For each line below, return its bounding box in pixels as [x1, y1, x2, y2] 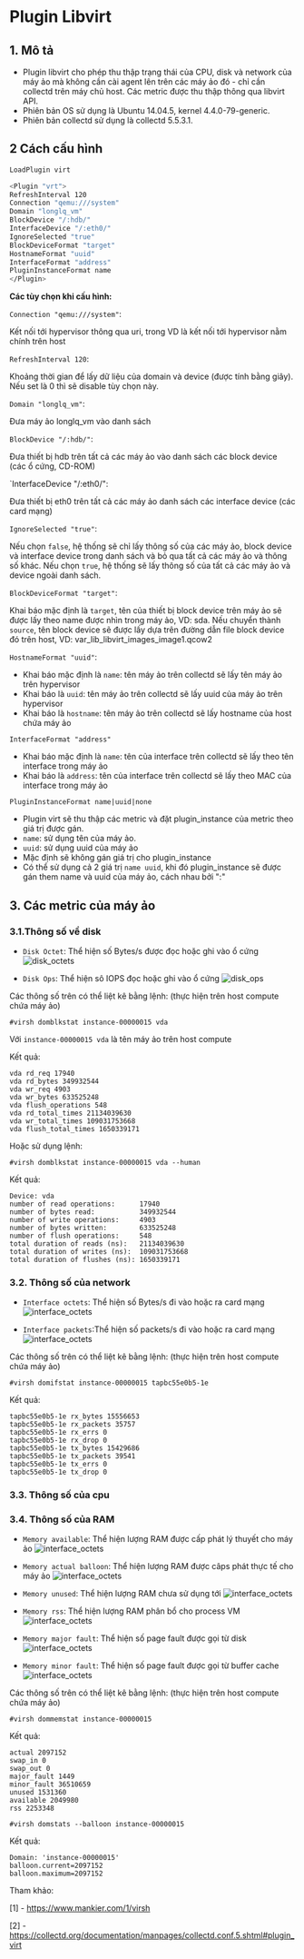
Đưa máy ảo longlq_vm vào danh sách [9, 416, 152, 427]
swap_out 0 [9, 1765, 51, 1774]
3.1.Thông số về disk [9, 925, 102, 938]
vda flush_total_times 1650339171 [9, 1124, 141, 1133]
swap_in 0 [9, 1756, 47, 1765]
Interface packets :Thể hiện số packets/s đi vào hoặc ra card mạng [22, 1324, 275, 1335]
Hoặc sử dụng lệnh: [9, 1140, 83, 1151]
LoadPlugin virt [9, 165, 71, 174]
